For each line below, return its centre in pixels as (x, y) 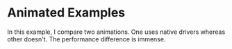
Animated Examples (66, 13)
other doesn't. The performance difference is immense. (86, 39)
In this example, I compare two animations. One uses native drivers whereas (116, 32)
